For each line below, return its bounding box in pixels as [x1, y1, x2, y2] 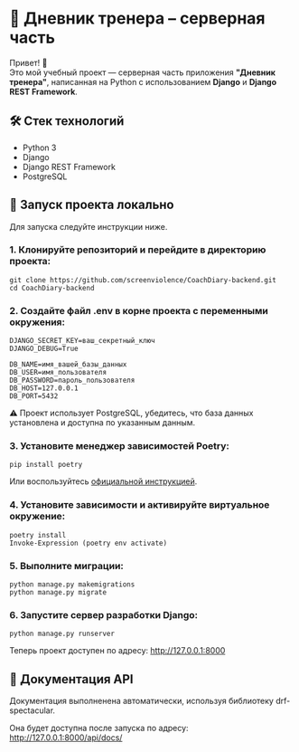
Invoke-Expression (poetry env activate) [9, 538, 168, 547]
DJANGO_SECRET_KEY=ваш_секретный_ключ [9, 337, 155, 346]
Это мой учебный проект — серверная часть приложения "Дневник [9, 67, 276, 78]
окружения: [9, 316, 66, 328]
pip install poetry [9, 461, 83, 470]
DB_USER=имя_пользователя [9, 368, 107, 377]
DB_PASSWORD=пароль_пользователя [9, 376, 135, 386]
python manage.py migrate [9, 588, 107, 597]
